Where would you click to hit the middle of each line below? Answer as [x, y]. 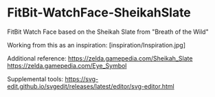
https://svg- [82, 79]
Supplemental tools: [35, 79]
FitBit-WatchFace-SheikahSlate [99, 13]
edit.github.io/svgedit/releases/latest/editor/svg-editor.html [91, 86]
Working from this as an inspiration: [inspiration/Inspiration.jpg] [97, 45]
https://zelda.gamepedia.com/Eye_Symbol [67, 65]
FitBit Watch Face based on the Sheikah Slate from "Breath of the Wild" [108, 32]
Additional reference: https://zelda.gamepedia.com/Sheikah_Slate [100, 58]
